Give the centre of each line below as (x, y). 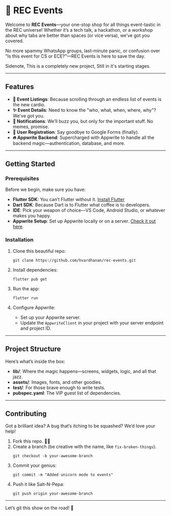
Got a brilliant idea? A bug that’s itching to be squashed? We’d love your (80, 426)
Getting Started (30, 164)
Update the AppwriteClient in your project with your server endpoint (92, 323)
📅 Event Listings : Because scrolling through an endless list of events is (87, 99)
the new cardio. (29, 105)
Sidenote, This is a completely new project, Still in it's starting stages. (78, 66)
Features (20, 87)
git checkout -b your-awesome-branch (53, 456)
